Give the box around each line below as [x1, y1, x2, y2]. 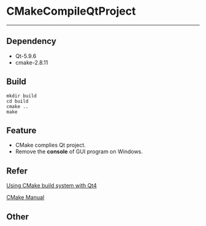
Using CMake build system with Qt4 [6, 182, 97, 189]
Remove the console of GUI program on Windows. [15, 148, 143, 155]
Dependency [6, 36, 56, 46]
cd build [6, 98, 29, 104]
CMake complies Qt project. [15, 142, 86, 149]
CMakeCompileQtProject [6, 4, 136, 18]
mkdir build [6, 93, 37, 99]
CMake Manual [6, 194, 45, 201]
